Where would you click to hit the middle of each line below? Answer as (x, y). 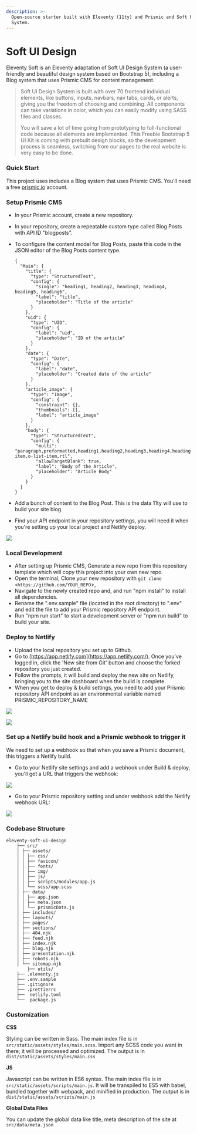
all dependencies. (36, 597)
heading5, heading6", (41, 292)
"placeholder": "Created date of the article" (94, 374)
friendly (16, 74)
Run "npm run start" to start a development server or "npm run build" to (101, 616)
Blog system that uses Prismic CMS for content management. (80, 80)
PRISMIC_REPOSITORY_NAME (51, 700)
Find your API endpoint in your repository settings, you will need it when (101, 521)
